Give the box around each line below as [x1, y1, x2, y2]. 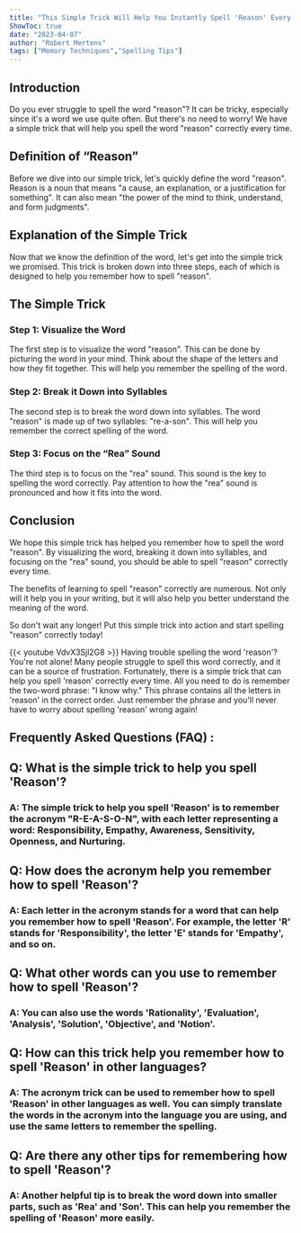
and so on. [9, 937, 57, 950]
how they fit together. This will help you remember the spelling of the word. [9, 363, 288, 374]
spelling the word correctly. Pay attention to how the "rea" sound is [9, 478, 258, 488]
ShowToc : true [9, 22, 63, 31]
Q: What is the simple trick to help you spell [9, 761, 258, 776]
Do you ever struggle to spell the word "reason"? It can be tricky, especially [9, 103, 289, 114]
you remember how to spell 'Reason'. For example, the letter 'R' [9, 915, 291, 927]
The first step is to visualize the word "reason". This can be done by [9, 344, 261, 355]
